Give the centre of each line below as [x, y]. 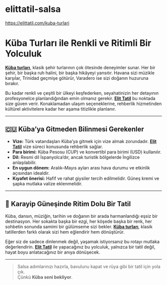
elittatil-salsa [33, 9]
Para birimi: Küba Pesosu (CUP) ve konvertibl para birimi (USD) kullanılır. [87, 152]
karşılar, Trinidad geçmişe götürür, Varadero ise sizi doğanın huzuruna [77, 78]
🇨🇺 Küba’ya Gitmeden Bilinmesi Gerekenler [75, 129]
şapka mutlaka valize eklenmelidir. [47, 183]
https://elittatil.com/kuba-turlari [37, 23]
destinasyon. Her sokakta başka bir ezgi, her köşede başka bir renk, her [79, 221]
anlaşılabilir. [24, 162]
